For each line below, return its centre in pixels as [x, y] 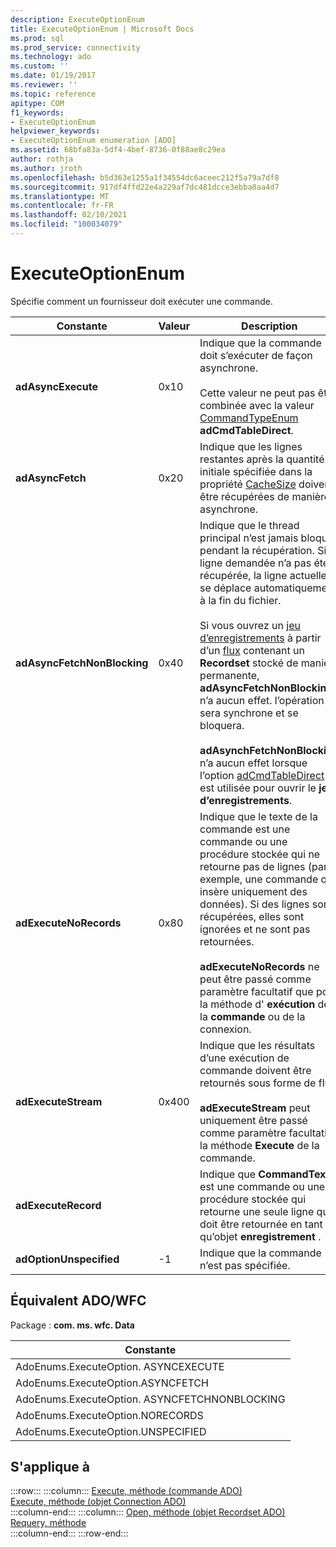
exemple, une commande [259, 879]
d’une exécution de [244, 1058]
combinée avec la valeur [257, 405]
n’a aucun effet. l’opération [262, 700]
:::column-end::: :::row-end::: [69, 1533]
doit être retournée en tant [261, 1224]
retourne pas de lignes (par [263, 866]
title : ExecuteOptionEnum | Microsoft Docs [102, 29]
